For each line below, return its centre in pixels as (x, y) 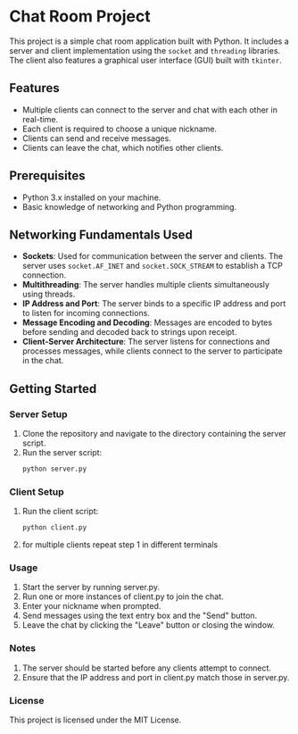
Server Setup (39, 414)
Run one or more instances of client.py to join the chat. (123, 596)
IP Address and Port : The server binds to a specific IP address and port (154, 304)
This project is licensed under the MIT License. (95, 720)
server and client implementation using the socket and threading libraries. (145, 50)
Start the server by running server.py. (91, 588)
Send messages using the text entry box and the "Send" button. (140, 616)
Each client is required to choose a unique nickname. (119, 129)
